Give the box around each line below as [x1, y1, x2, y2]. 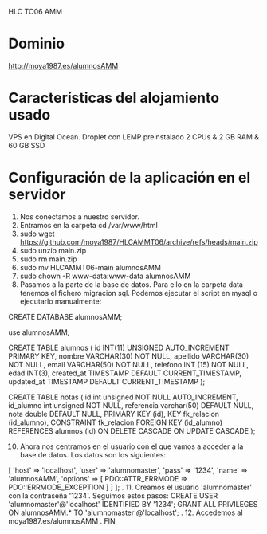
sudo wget [19, 229, 55, 238]
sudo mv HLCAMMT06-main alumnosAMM [19, 262, 162, 272]
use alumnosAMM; [8, 327, 70, 337]
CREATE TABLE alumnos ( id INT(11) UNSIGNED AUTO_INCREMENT [8, 343, 230, 352]
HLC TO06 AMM [8, 7, 62, 16]
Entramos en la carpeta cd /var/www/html [19, 220, 158, 230]
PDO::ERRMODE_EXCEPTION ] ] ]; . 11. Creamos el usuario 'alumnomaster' [8, 482, 253, 492]
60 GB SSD [8, 140, 45, 150]
